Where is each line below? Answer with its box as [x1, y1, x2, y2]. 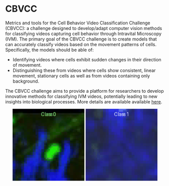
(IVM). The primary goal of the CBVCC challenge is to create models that [5, 36, 157, 42]
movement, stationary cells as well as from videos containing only [12, 72, 150, 79]
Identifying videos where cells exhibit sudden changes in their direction [12, 56, 162, 62]
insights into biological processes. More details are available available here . [5, 98, 162, 104]
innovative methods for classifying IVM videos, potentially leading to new [5, 93, 158, 99]
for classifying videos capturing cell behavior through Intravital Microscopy [5, 30, 162, 36]
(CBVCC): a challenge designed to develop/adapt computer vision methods [5, 25, 162, 31]
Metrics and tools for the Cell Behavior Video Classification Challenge [5, 20, 150, 26]
